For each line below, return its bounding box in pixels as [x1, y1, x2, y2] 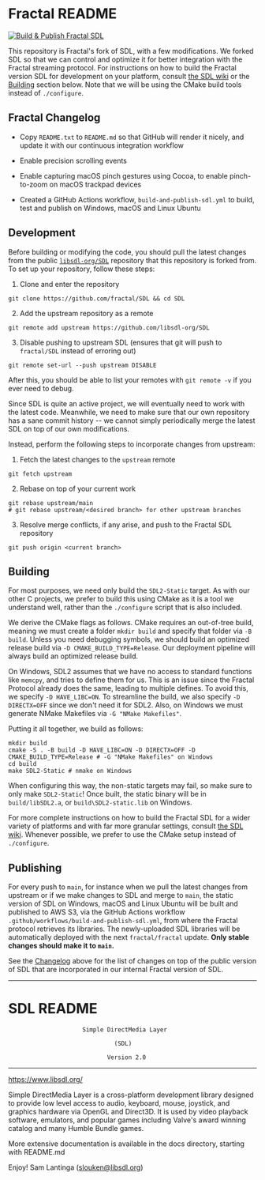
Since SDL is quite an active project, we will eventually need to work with [8, 398, 245, 408]
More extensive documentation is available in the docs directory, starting [8, 1139, 244, 1148]
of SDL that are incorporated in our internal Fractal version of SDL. [8, 965, 223, 975]
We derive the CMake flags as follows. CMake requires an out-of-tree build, [8, 618, 254, 628]
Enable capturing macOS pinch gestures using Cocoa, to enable [19, 171, 229, 180]
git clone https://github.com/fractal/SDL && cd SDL [8, 294, 185, 303]
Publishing [8, 861, 62, 874]
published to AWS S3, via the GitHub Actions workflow [8, 907, 185, 917]
